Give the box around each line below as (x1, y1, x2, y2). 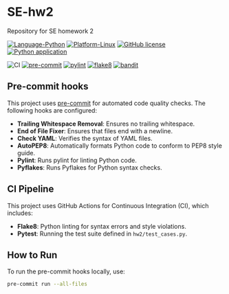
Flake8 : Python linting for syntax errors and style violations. (17, 222, 187, 230)
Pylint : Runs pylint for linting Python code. (17, 156, 138, 164)
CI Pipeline (7, 183, 54, 195)
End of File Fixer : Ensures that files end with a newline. (17, 126, 173, 135)
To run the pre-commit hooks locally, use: (7, 267, 125, 275)
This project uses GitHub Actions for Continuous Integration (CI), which (7, 201, 209, 210)
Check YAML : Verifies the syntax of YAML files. (17, 134, 153, 142)
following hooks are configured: (7, 106, 98, 114)
